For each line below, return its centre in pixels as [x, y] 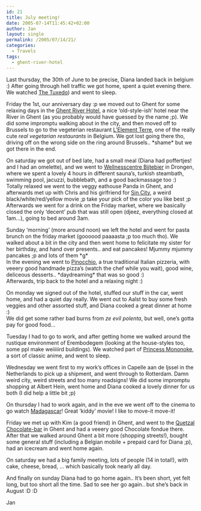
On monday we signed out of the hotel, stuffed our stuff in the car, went [95, 292]
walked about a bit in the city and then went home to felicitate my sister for [98, 242]
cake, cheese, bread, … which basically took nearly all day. [79, 466]
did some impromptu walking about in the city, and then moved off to [91, 123]
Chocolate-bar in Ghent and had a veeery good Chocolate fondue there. [95, 429]
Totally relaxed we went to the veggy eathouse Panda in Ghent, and [90, 186]
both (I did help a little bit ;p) [41, 393]
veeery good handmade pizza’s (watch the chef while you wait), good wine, [100, 268]
